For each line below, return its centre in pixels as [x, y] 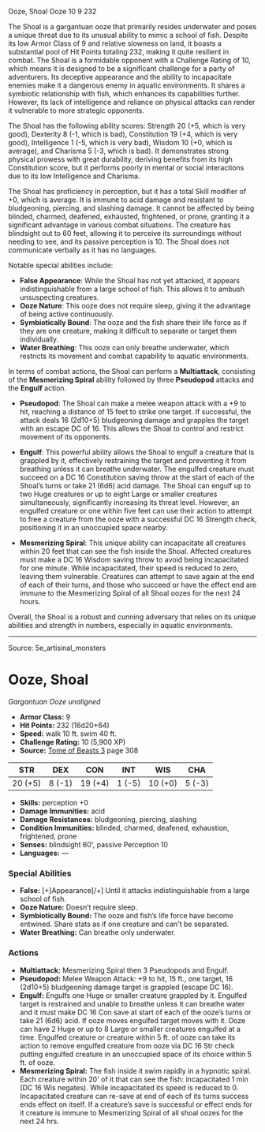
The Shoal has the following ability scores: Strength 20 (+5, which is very [127, 126]
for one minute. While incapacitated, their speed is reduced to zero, [129, 568]
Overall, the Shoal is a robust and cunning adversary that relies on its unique [132, 617]
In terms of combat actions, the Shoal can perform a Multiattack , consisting [132, 371]
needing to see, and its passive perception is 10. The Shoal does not [119, 241]
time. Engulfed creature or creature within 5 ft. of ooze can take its [127, 1037]
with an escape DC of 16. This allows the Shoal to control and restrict [131, 428]
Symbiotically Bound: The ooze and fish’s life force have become [127, 916]
